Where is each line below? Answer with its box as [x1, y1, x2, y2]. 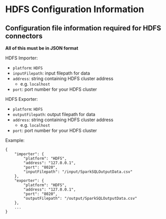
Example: [5, 137, 25, 143]
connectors [5, 31, 43, 40]
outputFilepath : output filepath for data [12, 112, 95, 117]
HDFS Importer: [5, 55, 38, 61]
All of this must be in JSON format [5, 45, 79, 51]
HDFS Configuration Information [5, 4, 145, 15]
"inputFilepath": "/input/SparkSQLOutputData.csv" [23, 169, 133, 174]
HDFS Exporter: [5, 96, 38, 102]
